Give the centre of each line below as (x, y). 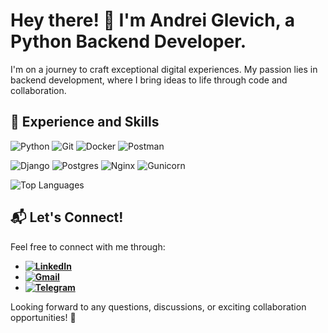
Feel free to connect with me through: (88, 246)
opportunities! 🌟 (43, 317)
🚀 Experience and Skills (85, 122)
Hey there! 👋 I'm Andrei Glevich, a (153, 20)
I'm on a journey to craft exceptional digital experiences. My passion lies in (164, 69)
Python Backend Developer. (128, 41)
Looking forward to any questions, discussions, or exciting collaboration (158, 306)
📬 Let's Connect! (67, 217)
